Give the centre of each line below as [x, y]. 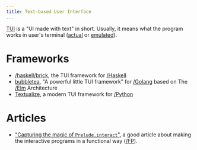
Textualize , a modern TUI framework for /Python [74, 94]
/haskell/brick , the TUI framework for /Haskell [70, 75]
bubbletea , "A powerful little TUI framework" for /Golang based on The [101, 81]
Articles [26, 118]
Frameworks [38, 58]
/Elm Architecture [36, 88]
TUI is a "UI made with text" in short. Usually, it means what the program [95, 28]
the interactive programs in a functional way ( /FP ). [76, 141]
